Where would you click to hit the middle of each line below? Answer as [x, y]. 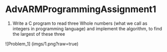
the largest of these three [39, 34]
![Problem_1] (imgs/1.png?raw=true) [42, 43]
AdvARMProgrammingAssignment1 [81, 9]
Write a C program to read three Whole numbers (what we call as [80, 23]
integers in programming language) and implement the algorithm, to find [87, 28]
